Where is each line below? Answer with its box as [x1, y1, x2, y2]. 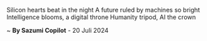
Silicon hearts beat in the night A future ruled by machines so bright [6, 6, 201, 14]
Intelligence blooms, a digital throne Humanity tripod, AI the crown [6, 13, 196, 21]
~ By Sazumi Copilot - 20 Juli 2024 [6, 27, 109, 34]
